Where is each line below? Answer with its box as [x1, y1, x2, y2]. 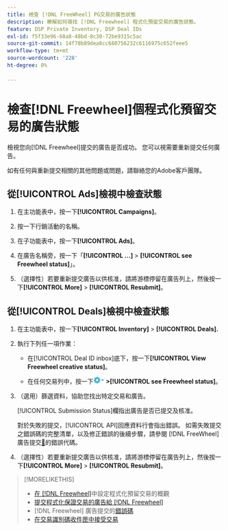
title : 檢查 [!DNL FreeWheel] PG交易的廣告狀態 [7, 11, 136, 18]
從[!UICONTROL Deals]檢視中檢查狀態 [7, 305, 170, 317]
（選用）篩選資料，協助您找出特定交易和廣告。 [16, 392, 149, 400]
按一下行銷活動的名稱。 [16, 222, 84, 230]
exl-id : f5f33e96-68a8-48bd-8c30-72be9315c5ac [7, 33, 142, 40]
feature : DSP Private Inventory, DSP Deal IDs [7, 25, 142, 32]
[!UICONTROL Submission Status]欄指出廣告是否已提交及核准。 [16, 406, 197, 415]
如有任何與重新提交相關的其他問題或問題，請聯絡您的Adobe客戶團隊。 [7, 166, 206, 175]
